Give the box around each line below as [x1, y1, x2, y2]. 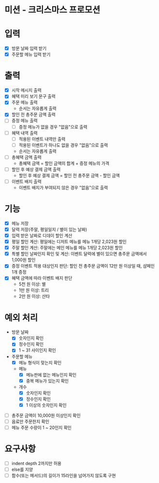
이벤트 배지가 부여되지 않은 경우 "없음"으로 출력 [18, 184, 108, 190]
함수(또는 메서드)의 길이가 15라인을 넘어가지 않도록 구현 [11, 473, 116, 479]
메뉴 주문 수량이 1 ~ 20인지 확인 [11, 425, 72, 430]
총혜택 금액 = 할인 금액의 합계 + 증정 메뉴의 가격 [18, 160, 110, 166]
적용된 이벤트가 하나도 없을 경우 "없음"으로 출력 [18, 142, 108, 148]
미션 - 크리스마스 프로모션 [4, 4, 101, 16]
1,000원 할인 [11, 257, 36, 263]
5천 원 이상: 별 [18, 281, 46, 287]
